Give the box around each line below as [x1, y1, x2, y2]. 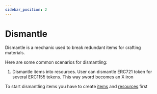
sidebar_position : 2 [5, 7, 48, 12]
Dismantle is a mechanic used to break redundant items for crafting [5, 45, 141, 50]
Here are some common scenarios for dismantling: [5, 59, 107, 65]
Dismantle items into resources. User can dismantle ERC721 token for [12, 69, 152, 74]
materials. [5, 49, 26, 55]
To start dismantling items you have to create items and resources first [5, 83, 148, 89]
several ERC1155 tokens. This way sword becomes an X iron [12, 74, 133, 80]
